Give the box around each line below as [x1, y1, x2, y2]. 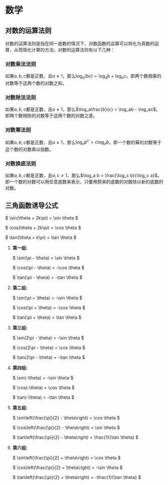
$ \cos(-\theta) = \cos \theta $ [12, 385, 75, 391]
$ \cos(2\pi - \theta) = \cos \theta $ [12, 344, 86, 351]
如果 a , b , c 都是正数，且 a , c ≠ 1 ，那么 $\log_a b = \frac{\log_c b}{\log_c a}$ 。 [5, 172, 162, 179]
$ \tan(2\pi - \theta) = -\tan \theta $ [12, 355, 85, 361]
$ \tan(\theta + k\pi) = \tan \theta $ [5, 235, 77, 241]
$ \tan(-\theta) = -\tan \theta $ [12, 394, 75, 400]
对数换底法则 [5, 160, 37, 167]
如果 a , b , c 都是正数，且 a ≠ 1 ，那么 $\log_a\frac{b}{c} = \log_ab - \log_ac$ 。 [5, 106, 160, 112]
